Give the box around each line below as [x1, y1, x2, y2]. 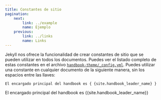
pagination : [5, 12, 29, 16]
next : [14, 16, 25, 21]
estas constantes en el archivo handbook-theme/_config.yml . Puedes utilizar [5, 62, 155, 67]
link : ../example [22, 20, 57, 25]
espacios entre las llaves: [5, 72, 56, 77]
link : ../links [22, 34, 53, 39]
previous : [14, 29, 34, 34]
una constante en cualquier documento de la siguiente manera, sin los [5, 67, 145, 73]
